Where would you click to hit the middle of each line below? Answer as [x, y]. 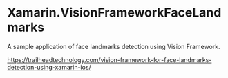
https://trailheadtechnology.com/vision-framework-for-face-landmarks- [110, 59]
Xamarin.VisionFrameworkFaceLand [114, 13]
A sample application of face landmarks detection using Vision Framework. [114, 46]
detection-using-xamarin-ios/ [49, 67]
